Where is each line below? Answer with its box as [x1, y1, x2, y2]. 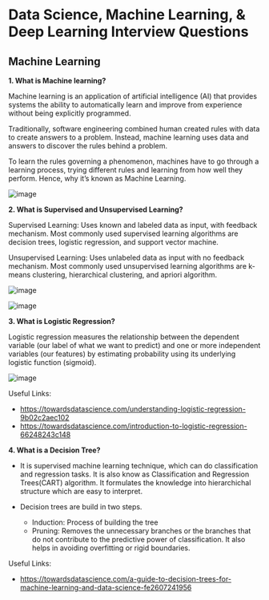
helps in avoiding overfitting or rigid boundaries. [31, 543, 191, 553]
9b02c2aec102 [19, 413, 70, 422]
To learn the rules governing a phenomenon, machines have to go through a [8, 156, 259, 166]
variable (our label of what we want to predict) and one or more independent [8, 341, 261, 350]
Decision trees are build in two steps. [19, 502, 143, 511]
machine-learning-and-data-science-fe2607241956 [19, 583, 192, 592]
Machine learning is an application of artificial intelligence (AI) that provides [8, 91, 258, 101]
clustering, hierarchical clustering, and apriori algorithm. [32, 270, 218, 279]
